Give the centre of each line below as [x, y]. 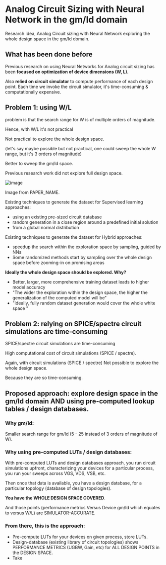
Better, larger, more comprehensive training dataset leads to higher [81, 282]
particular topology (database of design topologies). [58, 488]
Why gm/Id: [20, 423]
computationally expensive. [33, 92]
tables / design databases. [47, 409]
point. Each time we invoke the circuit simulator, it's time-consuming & [77, 87]
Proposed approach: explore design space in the [82, 393]
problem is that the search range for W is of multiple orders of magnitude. [80, 119]
